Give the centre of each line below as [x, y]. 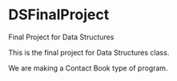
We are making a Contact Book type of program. [88, 68]
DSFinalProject [59, 15]
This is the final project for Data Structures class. [89, 52]
